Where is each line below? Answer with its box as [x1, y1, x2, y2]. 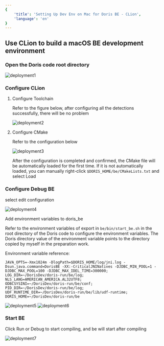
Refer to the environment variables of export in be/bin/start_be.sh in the [5, 225, 153, 231]
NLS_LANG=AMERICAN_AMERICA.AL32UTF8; [5, 277, 82, 282]
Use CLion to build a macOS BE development [5, 39, 143, 47]
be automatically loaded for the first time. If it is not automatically [12, 163, 143, 169]
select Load [12, 173, 36, 179]
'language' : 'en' [14, 16, 49, 21]
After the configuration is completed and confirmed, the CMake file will [12, 158, 156, 164]
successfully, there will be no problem [12, 111, 89, 116]
